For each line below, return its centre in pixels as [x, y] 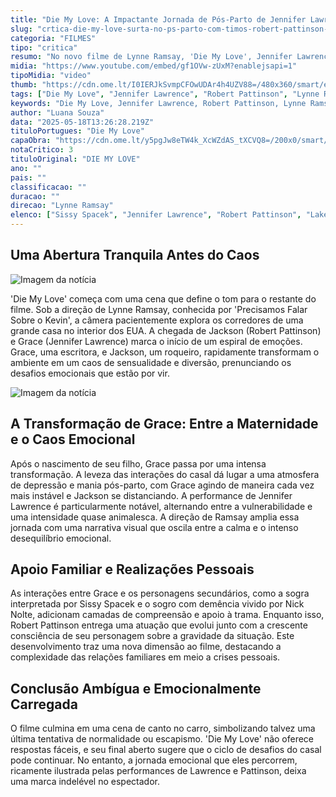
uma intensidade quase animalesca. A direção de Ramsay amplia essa [155, 517]
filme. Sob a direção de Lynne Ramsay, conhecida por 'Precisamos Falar [159, 309]
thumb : [24, 85]
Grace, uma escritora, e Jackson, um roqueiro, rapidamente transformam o [165, 352]
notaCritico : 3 [42, 150]
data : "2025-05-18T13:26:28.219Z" [82, 122]
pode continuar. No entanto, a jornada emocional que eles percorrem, [154, 760]
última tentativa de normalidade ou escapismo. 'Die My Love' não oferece [162, 739]
